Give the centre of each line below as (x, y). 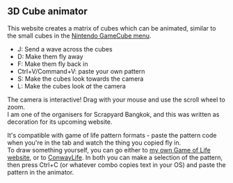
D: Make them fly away (50, 56)
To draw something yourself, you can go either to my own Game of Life (109, 150)
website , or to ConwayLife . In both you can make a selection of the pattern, (115, 157)
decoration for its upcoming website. (60, 122)
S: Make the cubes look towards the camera (80, 79)
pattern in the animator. (41, 172)
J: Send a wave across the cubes (65, 49)
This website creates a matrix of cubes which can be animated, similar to (112, 28)
